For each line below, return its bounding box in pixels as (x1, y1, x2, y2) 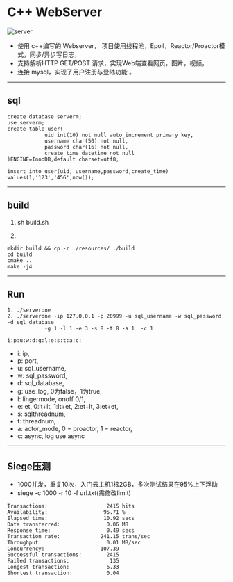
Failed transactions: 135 (7, 558, 119, 565)
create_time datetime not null (44, 149, 135, 156)
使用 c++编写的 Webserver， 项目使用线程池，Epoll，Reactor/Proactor (17, 41, 220, 49)
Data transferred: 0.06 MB (7, 521, 129, 528)
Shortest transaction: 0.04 (7, 569, 119, 577)
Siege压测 (7, 460, 51, 472)
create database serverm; (7, 113, 82, 120)
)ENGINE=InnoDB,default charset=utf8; (7, 156, 119, 163)
